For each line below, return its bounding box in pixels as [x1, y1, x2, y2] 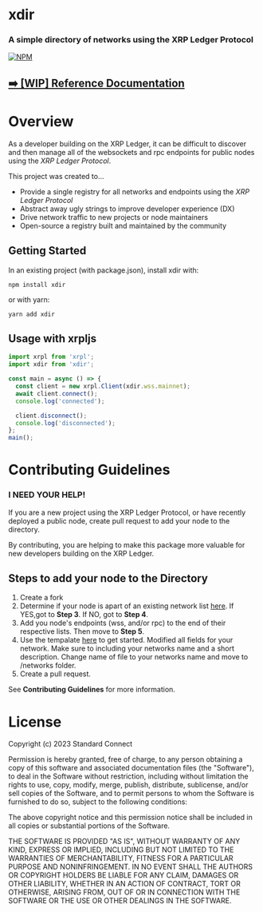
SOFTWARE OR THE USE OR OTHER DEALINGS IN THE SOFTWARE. [8, 896, 232, 906]
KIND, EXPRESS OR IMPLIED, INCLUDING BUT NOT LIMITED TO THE [8, 845, 234, 854]
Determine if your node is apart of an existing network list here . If [19, 601, 234, 611]
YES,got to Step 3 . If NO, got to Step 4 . [19, 610, 149, 619]
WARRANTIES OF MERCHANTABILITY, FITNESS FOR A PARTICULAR [8, 854, 234, 863]
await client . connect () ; [15, 389, 98, 397]
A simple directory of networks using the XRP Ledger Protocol [8, 34, 253, 46]
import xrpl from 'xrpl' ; [8, 353, 94, 361]
